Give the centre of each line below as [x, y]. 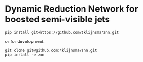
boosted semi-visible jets [58, 19]
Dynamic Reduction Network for [71, 9]
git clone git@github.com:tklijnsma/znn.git [51, 50]
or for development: [25, 41]
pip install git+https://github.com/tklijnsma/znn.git [62, 32]
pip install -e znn [25, 55]
